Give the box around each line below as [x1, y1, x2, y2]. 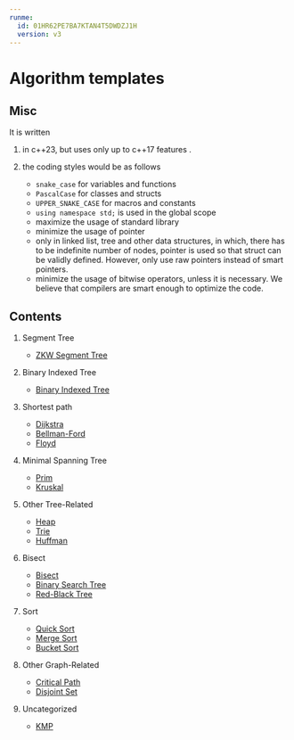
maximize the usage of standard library [35, 217, 180, 227]
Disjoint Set [35, 687, 78, 697]
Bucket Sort [35, 643, 79, 654]
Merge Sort [35, 633, 78, 644]
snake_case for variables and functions [35, 179, 176, 190]
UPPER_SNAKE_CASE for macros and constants [35, 198, 196, 209]
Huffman [35, 536, 69, 547]
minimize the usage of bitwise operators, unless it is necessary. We [35, 274, 283, 284]
